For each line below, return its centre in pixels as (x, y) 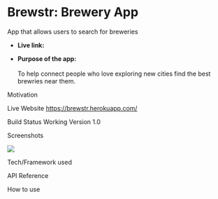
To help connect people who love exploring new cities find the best (114, 74)
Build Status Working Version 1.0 (54, 122)
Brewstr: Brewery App (73, 12)
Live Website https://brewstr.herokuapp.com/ (72, 108)
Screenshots (26, 135)
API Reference (28, 175)
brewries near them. (46, 81)
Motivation (23, 95)
